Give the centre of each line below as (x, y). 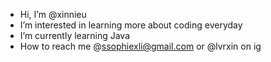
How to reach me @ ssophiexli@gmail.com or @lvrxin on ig (140, 46)
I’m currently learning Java (75, 35)
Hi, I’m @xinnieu (53, 14)
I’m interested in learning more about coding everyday (131, 25)
